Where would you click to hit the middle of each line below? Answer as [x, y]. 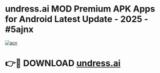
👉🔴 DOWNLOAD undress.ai [63, 63]
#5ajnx [20, 29]
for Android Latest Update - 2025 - [77, 19]
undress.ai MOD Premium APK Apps [80, 9]
